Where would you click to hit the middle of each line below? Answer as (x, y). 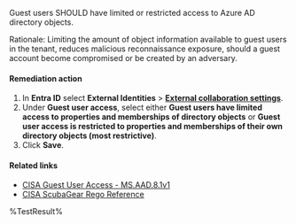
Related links (34, 165)
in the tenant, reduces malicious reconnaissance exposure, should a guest (145, 49)
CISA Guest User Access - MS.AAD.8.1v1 (96, 185)
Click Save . (43, 145)
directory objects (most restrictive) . (89, 135)
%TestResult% (36, 212)
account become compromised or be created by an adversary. (123, 58)
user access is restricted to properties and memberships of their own (152, 127)
